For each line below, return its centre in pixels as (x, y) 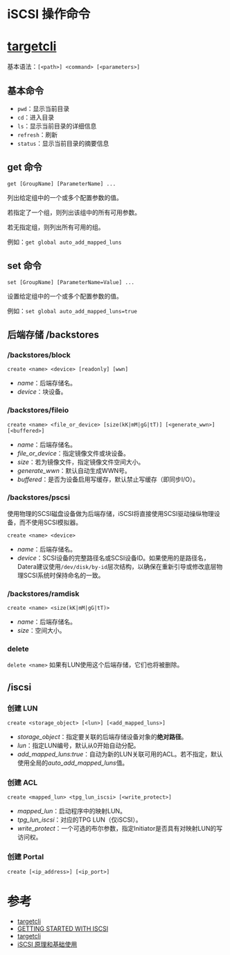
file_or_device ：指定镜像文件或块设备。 (73, 453)
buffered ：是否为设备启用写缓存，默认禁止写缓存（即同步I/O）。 (108, 479)
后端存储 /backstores (53, 334)
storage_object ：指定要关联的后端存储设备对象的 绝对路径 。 (102, 737)
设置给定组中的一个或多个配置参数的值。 (65, 296)
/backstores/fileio (38, 410)
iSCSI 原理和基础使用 (47, 944)
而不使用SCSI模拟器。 (50, 522)
